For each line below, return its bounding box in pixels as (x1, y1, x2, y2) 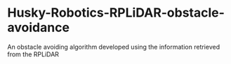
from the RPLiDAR (7, 50, 60, 58)
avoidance (7, 19, 70, 35)
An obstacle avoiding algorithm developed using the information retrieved (7, 42, 220, 51)
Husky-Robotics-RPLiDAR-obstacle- (7, 5, 225, 21)
